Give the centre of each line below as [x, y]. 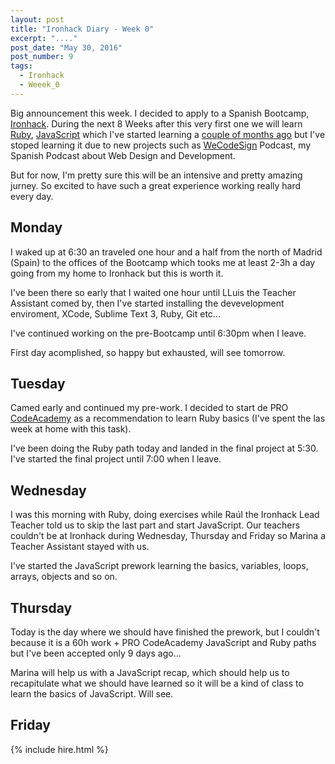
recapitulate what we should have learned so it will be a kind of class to [157, 683]
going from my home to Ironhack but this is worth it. [117, 273]
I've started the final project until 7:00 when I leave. [116, 459]
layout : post [37, 19]
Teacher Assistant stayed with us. [80, 547]
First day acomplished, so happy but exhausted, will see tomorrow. [148, 352]
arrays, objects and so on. [64, 577]
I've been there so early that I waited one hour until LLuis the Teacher [153, 292]
